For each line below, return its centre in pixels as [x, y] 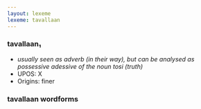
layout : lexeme [29, 13]
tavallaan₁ [24, 44]
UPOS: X [30, 74]
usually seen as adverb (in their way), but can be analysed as [106, 59]
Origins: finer [36, 81]
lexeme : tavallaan [34, 20]
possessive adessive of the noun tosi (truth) [80, 66]
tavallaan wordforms [43, 99]
